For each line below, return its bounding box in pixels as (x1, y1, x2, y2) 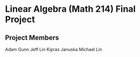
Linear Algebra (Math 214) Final (5, 3, 136, 15)
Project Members (5, 33, 59, 42)
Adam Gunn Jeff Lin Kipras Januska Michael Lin (5, 47, 102, 52)
